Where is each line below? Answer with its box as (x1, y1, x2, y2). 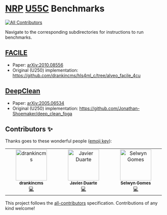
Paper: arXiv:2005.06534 (12, 100, 65, 106)
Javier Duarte (70, 180, 97, 186)
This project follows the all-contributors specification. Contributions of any (5, 200, 158, 206)
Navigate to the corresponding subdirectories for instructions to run (5, 29, 144, 35)
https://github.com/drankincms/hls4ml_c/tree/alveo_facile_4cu (12, 72, 141, 78)
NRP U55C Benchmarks (5, 3, 105, 14)
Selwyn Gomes (120, 180, 151, 186)
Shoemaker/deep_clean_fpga (12, 110, 73, 117)
